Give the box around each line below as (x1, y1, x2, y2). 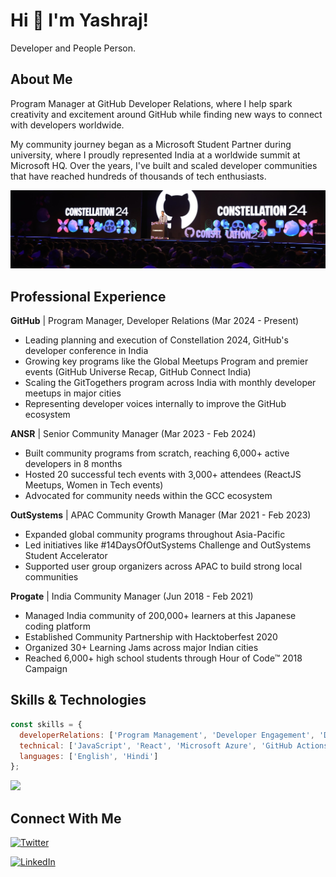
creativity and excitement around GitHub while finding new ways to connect (10, 108, 323, 120)
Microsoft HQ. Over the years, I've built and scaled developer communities (10, 159, 318, 171)
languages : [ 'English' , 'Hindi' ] (19, 751, 159, 761)
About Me (10, 71, 73, 88)
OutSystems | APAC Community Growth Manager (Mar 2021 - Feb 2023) (10, 509, 312, 521)
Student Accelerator (24, 550, 108, 562)
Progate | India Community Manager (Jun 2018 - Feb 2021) (10, 590, 254, 603)
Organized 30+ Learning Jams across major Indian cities (24, 642, 259, 654)
